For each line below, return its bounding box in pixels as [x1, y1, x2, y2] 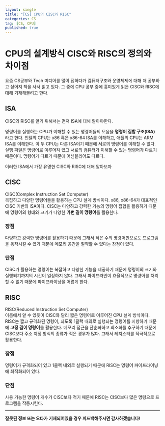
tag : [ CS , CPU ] [5, 21, 36, 26]
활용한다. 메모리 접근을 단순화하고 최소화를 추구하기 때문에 [45, 325, 157, 331]
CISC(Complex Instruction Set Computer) [5, 191, 89, 197]
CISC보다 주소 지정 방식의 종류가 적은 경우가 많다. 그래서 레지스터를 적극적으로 [5, 331, 156, 337]
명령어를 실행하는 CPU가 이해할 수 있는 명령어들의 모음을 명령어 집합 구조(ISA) [5, 128, 156, 134]
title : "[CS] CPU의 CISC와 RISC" [5, 12, 72, 17]
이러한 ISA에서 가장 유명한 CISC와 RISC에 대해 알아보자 [5, 163, 112, 170]
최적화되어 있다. [10, 369, 41, 374]
